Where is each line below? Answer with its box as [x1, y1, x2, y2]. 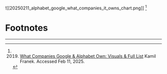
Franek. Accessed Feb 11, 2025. [19, 58, 85, 64]
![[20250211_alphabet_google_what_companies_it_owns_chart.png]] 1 [5, 4, 147, 11]
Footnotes [5, 22, 48, 34]
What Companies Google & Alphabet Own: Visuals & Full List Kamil [19, 53, 156, 59]
